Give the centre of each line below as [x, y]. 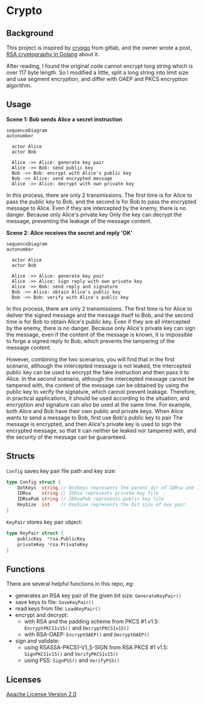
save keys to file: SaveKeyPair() [54, 602]
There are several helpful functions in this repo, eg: [70, 584]
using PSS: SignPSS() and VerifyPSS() [72, 660]
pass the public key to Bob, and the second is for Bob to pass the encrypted [101, 201]
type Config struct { [34, 482]
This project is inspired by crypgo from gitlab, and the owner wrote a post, [99, 48]
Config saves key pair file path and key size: [61, 471]
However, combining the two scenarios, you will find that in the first [90, 359]
